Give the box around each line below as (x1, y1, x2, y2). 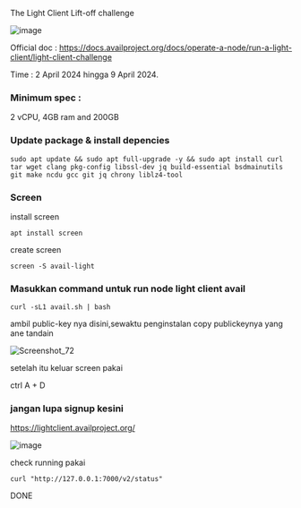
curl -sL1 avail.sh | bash (10, 303, 111, 312)
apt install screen (10, 228, 83, 237)
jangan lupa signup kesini (10, 402, 125, 415)
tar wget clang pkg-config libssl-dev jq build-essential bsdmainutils (10, 162, 283, 171)
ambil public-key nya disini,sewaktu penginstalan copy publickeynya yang (10, 318, 283, 330)
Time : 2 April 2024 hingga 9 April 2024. (10, 69, 159, 80)
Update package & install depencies (10, 134, 170, 147)
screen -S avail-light (10, 262, 95, 271)
